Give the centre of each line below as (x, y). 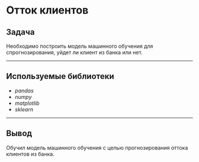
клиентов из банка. (30, 154)
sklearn (24, 109)
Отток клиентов (47, 10)
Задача (20, 32)
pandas (24, 90)
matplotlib (27, 103)
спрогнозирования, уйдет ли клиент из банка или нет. (75, 52)
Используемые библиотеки (60, 76)
